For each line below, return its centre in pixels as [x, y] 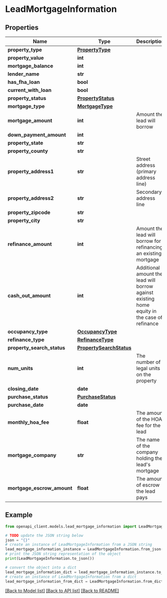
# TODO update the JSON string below [44, 535]
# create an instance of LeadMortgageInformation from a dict [71, 577]
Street [143, 159]
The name [148, 440]
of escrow [148, 485]
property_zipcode [29, 212]
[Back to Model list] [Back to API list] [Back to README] [62, 591]
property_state [26, 143]
